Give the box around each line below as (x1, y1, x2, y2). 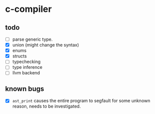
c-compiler (5, 3, 52, 15)
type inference (12, 64, 43, 70)
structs (12, 53, 27, 59)
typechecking (12, 58, 41, 65)
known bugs (5, 84, 45, 93)
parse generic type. (12, 36, 53, 42)
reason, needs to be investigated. (12, 103, 81, 110)
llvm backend (12, 70, 40, 76)
